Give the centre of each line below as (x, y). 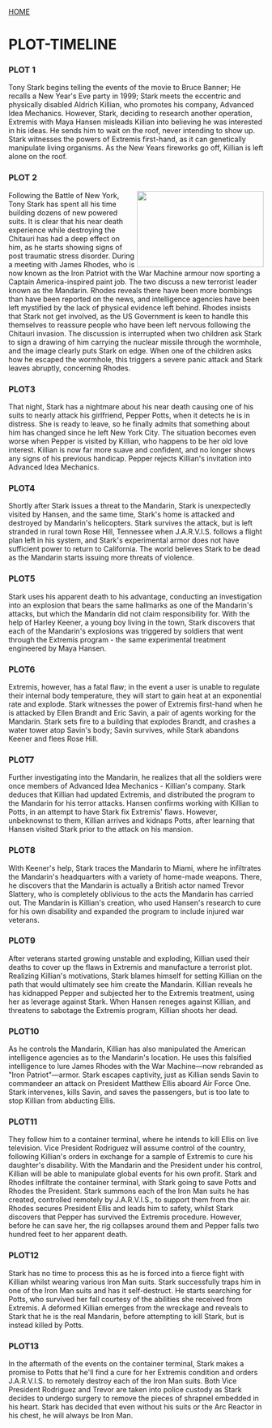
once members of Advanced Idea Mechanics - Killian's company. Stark (127, 786)
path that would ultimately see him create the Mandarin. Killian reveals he (130, 984)
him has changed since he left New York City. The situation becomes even (132, 433)
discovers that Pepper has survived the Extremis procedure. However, (125, 1217)
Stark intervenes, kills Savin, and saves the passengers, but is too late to (129, 1093)
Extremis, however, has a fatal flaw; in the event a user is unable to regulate (134, 686)
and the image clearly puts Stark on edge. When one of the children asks (130, 351)
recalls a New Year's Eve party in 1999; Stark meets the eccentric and (125, 96)
